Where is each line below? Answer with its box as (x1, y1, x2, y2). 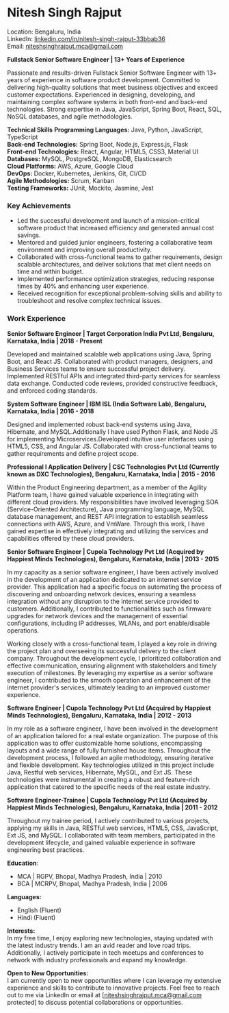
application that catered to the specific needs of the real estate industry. (7, 783, 211, 791)
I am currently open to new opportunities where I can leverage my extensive (7, 976, 221, 984)
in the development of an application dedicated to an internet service (7, 575, 202, 583)
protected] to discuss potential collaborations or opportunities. (7, 998, 183, 1006)
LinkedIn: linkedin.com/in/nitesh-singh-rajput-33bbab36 (7, 34, 165, 42)
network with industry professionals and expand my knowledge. (7, 955, 188, 964)
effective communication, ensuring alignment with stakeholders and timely (7, 661, 217, 670)
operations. (7, 626, 40, 635)
